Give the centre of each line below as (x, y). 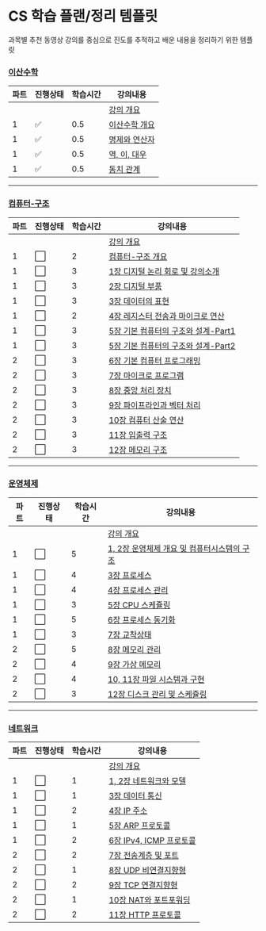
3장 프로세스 (130, 575)
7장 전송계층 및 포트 (144, 856)
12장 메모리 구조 (138, 450)
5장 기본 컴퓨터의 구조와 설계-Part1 (172, 331)
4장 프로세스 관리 (138, 590)
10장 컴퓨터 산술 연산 (146, 420)
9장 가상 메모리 (135, 665)
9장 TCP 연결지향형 (143, 885)
